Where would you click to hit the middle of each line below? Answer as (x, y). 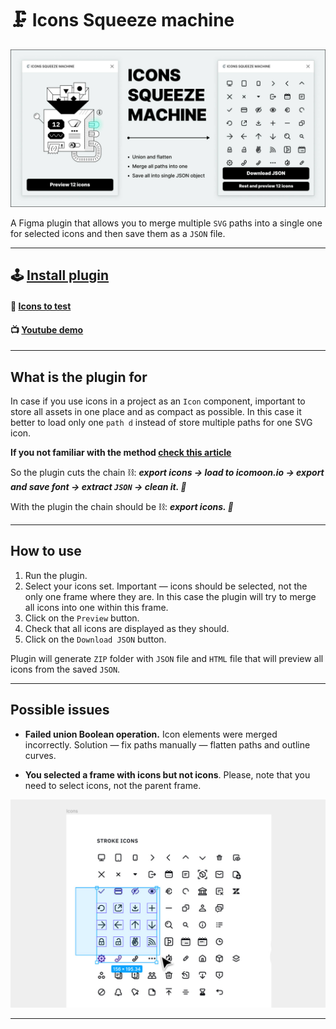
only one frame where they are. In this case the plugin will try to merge (170, 596)
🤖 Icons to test (41, 306)
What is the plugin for (79, 377)
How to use (46, 551)
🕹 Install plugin (60, 275)
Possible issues (60, 710)
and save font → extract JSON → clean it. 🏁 (98, 486)
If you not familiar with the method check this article (121, 452)
